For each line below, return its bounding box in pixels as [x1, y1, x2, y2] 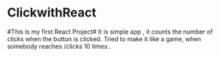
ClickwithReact [7, 5, 97, 21]
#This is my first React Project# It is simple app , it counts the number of [7, 27, 213, 36]
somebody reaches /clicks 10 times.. [7, 42, 111, 50]
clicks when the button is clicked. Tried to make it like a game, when [7, 34, 201, 43]
